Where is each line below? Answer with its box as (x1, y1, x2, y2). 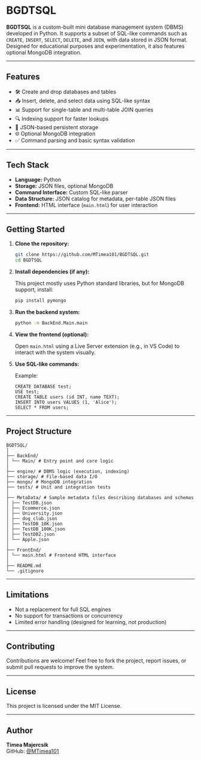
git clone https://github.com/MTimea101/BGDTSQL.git (14, 252, 150, 258)
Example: (14, 372, 38, 379)
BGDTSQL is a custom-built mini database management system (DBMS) (6, 23, 184, 31)
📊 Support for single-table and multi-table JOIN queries (14, 106, 154, 113)
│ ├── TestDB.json (6, 500, 52, 506)
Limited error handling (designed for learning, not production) (14, 618, 167, 625)
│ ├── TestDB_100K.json (6, 526, 66, 532)
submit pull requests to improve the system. (6, 664, 114, 671)
